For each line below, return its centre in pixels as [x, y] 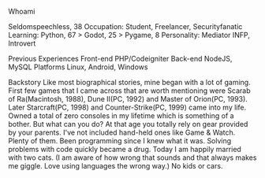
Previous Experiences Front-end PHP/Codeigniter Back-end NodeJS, [120, 59]
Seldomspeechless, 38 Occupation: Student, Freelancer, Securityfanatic [125, 26]
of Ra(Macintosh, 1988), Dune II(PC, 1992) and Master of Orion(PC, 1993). [128, 99]
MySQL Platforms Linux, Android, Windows [78, 67]
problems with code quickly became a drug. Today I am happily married [125, 149]
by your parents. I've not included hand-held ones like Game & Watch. [122, 132]
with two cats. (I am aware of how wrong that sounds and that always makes [132, 158]
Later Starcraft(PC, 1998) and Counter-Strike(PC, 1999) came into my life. [127, 107]
